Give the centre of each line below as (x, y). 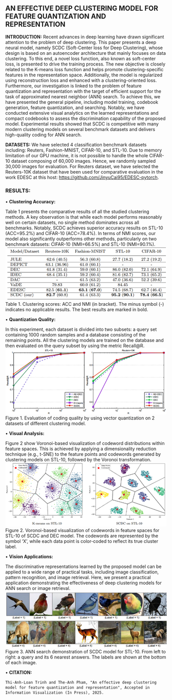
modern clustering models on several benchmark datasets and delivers (80, 129)
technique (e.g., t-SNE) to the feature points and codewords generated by (83, 454)
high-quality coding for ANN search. (44, 135)
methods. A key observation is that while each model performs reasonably (84, 217)
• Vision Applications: (29, 556)
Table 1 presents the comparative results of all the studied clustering (77, 211)
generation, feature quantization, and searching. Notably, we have (75, 108)
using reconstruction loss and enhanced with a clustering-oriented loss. (81, 80)
